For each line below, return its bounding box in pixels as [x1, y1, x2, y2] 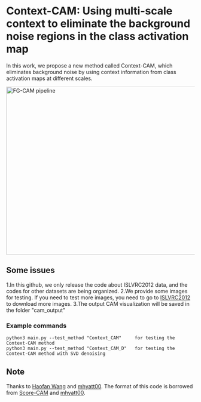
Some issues [6, 265, 55, 275]
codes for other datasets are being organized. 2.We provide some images [6, 287, 188, 294]
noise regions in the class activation [6, 30, 189, 43]
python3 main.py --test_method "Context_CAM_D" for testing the [6, 345, 175, 352]
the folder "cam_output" [6, 306, 66, 314]
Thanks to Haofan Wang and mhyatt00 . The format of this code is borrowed [6, 382, 193, 389]
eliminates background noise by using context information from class [6, 68, 176, 75]
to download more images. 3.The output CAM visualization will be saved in [6, 300, 190, 307]
